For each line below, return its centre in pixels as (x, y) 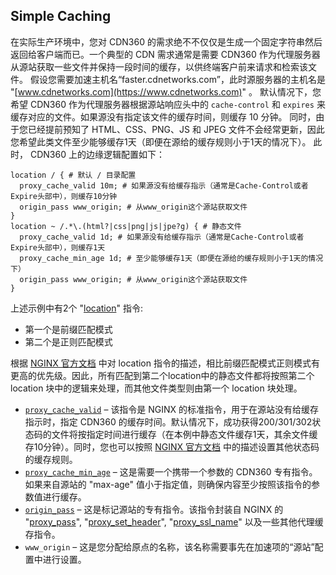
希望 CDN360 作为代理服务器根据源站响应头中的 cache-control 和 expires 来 (168, 104)
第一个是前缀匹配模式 (68, 329)
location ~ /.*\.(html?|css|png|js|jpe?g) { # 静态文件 (126, 226)
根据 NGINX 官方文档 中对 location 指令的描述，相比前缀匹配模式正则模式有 (165, 363)
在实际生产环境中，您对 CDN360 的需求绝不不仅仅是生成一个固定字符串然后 (166, 41)
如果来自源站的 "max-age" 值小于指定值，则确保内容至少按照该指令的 (168, 484)
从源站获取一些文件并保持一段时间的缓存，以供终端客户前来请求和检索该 (159, 66)
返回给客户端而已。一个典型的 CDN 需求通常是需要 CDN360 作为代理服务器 (165, 54)
